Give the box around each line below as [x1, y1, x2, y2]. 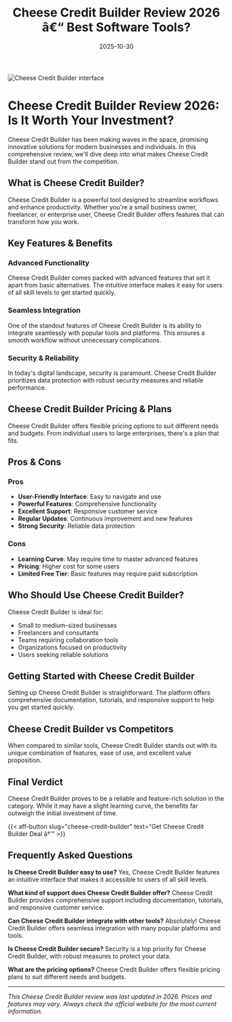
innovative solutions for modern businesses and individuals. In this [8, 143, 197, 151]
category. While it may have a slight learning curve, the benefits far [8, 801, 198, 810]
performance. [8, 383, 47, 391]
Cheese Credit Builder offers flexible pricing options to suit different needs [8, 422, 219, 430]
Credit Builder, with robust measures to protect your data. [8, 952, 171, 960]
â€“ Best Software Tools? [41, 19, 191, 35]
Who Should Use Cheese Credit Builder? [8, 589, 184, 601]
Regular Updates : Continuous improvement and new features [17, 515, 193, 523]
